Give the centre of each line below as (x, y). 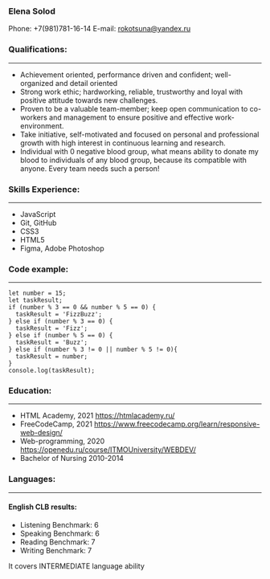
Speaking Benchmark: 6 (60, 533)
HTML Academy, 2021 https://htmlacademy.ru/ (97, 416)
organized (37, 83)
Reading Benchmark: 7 (57, 542)
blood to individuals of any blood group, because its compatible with (133, 160)
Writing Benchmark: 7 (56, 550)
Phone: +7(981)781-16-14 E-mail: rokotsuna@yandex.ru (100, 29)
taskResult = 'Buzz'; (52, 343)
